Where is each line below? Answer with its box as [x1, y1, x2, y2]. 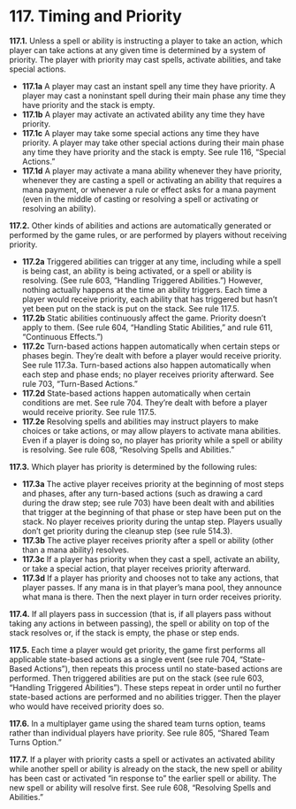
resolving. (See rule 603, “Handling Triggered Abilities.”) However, [21, 274, 263, 285]
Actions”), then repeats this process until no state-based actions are [34, 663, 283, 674]
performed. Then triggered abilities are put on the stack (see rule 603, [9, 673, 265, 683]
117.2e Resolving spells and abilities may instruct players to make [21, 416, 259, 427]
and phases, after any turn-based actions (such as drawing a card [21, 488, 263, 498]
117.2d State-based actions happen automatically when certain [21, 388, 251, 398]
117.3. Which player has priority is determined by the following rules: [9, 461, 258, 472]
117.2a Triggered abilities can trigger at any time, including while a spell [21, 256, 281, 266]
